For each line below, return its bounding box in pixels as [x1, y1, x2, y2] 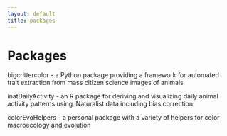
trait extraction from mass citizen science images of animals [7, 79, 184, 87]
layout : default [7, 10, 56, 18]
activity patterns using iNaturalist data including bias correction [7, 100, 194, 108]
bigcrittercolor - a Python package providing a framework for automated [7, 71, 219, 79]
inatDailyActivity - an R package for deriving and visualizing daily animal [7, 92, 218, 101]
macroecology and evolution [7, 121, 91, 130]
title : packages [7, 17, 56, 24]
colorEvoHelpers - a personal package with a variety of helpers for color [7, 113, 220, 122]
